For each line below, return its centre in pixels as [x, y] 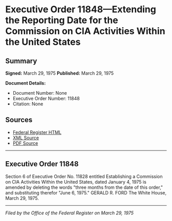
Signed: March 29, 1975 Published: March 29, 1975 [60, 73]
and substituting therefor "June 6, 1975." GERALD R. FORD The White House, [86, 192]
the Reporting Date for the [62, 20]
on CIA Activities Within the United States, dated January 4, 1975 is [76, 182]
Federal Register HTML [37, 132]
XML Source [26, 138]
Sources [19, 120]
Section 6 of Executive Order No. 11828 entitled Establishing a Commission [84, 176]
